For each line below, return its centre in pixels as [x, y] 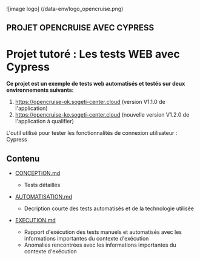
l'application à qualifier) [45, 121]
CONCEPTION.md [38, 173]
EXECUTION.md [35, 221]
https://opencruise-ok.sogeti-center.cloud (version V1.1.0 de [90, 102]
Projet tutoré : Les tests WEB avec [93, 54]
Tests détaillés [42, 185]
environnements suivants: [40, 90]
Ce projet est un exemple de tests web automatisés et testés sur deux [96, 84]
